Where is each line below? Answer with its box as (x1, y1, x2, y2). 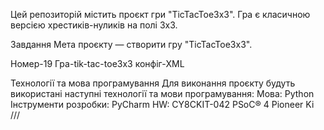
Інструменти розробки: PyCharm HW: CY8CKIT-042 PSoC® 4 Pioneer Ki (10, 99, 315, 110)
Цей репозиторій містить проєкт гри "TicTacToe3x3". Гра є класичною (10, 9, 311, 20)
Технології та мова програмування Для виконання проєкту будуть (10, 77, 296, 89)
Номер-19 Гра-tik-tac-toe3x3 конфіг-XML (10, 58, 185, 69)
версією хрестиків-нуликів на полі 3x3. (10, 19, 178, 31)
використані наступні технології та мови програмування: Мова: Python (10, 88, 315, 99)
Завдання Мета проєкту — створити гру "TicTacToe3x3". (10, 39, 253, 50)
